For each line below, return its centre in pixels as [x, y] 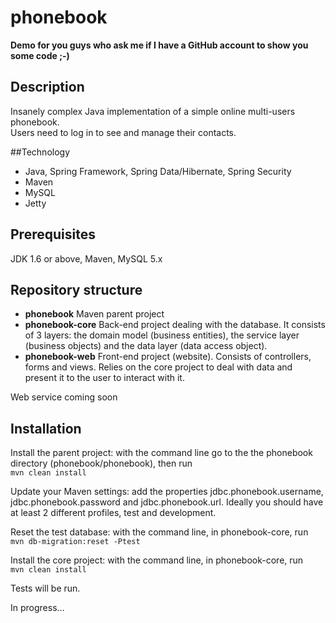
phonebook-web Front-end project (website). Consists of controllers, [168, 357]
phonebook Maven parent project [94, 314]
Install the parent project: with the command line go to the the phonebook [161, 453]
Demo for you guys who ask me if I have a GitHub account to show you [159, 45]
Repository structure [76, 289]
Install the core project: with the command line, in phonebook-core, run [157, 560]
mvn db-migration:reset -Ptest [75, 542]
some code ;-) [40, 55]
